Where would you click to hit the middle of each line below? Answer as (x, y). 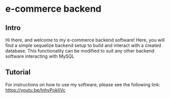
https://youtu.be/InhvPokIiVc (35, 90)
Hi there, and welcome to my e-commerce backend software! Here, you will (85, 40)
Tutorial (18, 72)
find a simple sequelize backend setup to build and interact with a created (83, 45)
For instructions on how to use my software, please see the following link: (83, 84)
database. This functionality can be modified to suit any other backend (80, 51)
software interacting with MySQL (40, 56)
